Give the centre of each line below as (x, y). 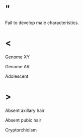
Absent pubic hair (23, 120)
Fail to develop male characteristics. (42, 23)
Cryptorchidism (21, 130)
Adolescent (17, 76)
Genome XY (17, 57)
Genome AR (17, 66)
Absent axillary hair (25, 110)
